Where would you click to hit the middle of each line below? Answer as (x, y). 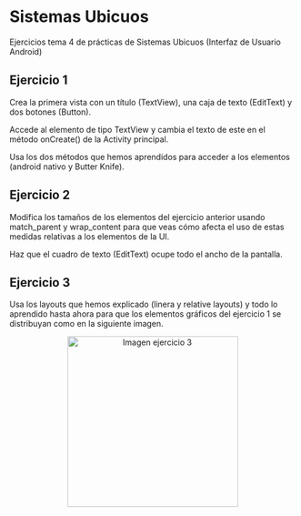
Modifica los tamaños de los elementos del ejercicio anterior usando (137, 217)
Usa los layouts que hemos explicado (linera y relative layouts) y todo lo (144, 304)
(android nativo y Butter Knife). (67, 167)
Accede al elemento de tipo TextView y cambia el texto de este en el (137, 129)
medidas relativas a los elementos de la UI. (90, 236)
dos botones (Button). (50, 112)
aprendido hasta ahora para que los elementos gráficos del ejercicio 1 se (145, 314)
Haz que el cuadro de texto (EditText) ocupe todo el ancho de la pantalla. (146, 254)
